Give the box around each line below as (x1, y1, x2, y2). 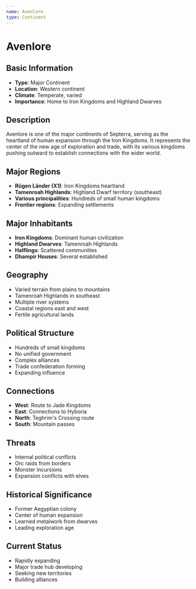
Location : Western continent (14, 85, 85, 92)
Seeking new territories (14, 569, 72, 577)
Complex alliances (14, 356, 60, 363)
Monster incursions (14, 466, 62, 474)
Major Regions (6, 166, 61, 176)
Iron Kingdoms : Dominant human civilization (14, 234, 124, 241)
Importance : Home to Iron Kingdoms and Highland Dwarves (14, 98, 162, 105)
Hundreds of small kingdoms (14, 344, 85, 351)
